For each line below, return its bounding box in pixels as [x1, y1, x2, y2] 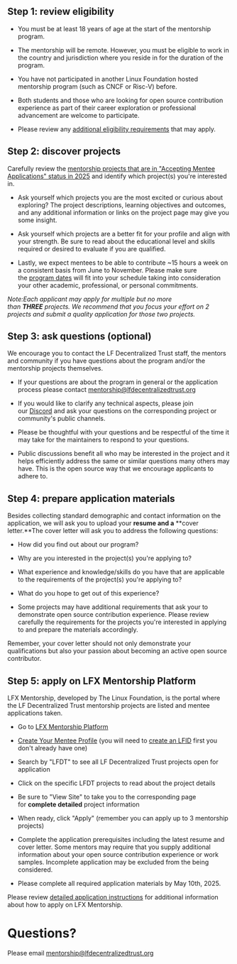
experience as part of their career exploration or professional [17, 103, 197, 112]
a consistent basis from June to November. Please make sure [17, 265, 197, 274]
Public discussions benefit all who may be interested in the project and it [17, 449, 230, 458]
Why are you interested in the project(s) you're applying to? [17, 554, 192, 563]
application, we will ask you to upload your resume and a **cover [7, 519, 199, 527]
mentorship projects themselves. [7, 364, 104, 373]
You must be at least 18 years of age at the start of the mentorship [17, 24, 211, 33]
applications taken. [7, 709, 63, 718]
